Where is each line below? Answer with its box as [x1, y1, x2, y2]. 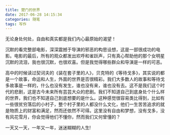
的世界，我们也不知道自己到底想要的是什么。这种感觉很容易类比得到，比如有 [5, 95, 165, 101]
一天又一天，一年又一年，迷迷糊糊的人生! [5, 124, 91, 131]
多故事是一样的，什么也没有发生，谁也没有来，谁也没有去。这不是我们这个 [5, 83, 160, 89]
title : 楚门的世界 [5, 7, 40, 13]
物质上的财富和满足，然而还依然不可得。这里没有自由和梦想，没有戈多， [9, 108, 160, 114]
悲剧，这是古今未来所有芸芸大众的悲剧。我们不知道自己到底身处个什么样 [14, 89, 165, 95]
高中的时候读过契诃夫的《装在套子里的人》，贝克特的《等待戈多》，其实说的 [5, 70, 160, 76]
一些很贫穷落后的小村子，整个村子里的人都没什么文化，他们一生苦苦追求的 [5, 101, 160, 107]
